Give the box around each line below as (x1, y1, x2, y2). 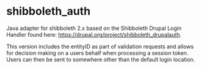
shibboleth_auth (6, 4, 90, 18)
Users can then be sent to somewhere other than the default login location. (6, 56, 196, 63)
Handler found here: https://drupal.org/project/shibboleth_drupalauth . (6, 31, 182, 38)
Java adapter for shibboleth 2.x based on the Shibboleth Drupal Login (6, 24, 182, 32)
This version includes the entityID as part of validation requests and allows (6, 43, 194, 50)
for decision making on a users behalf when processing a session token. (6, 49, 189, 56)
